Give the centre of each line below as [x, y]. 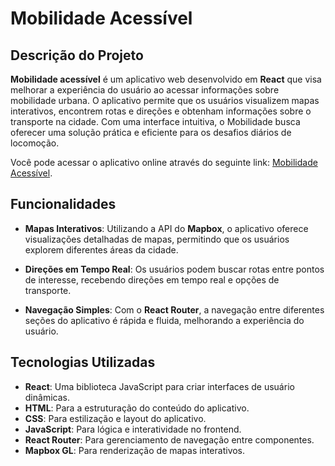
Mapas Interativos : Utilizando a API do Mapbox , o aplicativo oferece [166, 228]
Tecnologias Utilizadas [83, 362]
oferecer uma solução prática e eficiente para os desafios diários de [151, 132]
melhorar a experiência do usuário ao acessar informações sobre [145, 90]
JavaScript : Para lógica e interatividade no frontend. [133, 429]
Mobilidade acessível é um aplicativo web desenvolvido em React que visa [166, 79]
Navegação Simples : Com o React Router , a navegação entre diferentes [174, 309]
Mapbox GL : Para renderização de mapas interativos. [135, 450]
